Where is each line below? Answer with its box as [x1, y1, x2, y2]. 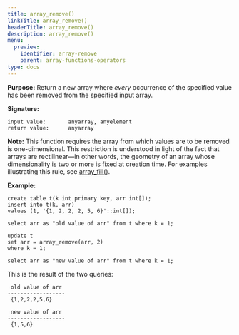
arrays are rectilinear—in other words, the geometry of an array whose [7, 152, 215, 160]
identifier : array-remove [20, 51, 98, 58]
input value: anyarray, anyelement [7, 118, 133, 125]
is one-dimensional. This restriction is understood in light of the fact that [7, 144, 220, 153]
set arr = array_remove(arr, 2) [7, 238, 103, 246]
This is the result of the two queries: [7, 269, 113, 278]
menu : [7, 37, 24, 44]
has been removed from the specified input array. [7, 91, 153, 99]
